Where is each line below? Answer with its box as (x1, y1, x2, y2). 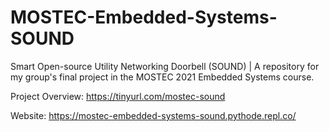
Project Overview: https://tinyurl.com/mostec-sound (10, 90, 226, 102)
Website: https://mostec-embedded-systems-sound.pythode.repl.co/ (10, 109, 297, 121)
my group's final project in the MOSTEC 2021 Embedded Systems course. (10, 71, 315, 83)
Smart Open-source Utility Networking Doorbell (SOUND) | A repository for (10, 60, 320, 72)
